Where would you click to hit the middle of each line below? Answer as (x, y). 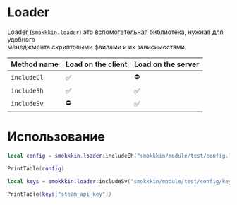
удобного (22, 39)
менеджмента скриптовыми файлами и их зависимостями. (97, 47)
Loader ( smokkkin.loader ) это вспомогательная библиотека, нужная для (115, 32)
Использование (56, 137)
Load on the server (166, 64)
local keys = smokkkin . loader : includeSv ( (69, 181)
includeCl (27, 78)
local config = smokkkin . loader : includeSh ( (72, 156)
